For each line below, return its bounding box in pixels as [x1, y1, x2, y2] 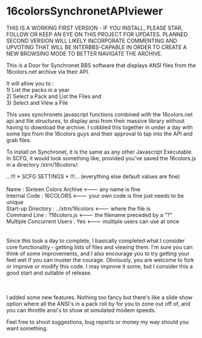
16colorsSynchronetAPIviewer [6, 4, 163, 18]
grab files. [6, 136, 31, 143]
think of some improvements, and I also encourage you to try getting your [6, 250, 190, 257]
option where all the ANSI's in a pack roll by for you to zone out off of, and [6, 300, 191, 307]
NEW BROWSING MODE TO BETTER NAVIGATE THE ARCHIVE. [6, 50, 163, 57]
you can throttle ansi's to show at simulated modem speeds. [6, 307, 156, 314]
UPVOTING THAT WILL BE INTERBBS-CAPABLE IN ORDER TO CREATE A [6, 44, 187, 51]
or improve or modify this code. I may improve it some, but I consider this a [6, 262, 194, 270]
